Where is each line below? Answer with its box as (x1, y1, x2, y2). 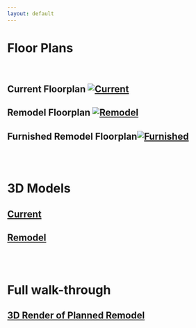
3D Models (7, 181, 71, 197)
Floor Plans (7, 40, 74, 56)
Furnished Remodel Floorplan (7, 130, 138, 142)
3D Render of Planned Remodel (7, 310, 145, 322)
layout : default (7, 10, 54, 17)
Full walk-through (7, 282, 111, 297)
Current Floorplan (7, 83, 86, 95)
